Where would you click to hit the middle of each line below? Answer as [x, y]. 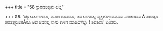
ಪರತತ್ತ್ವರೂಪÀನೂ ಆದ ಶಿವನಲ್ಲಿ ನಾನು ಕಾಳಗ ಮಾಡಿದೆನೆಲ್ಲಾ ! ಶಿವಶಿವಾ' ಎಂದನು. [62, 22]
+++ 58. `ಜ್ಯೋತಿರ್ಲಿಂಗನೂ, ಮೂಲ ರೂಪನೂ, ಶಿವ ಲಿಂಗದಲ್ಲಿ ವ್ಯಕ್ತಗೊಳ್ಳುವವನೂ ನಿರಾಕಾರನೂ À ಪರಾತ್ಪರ [81, 17]
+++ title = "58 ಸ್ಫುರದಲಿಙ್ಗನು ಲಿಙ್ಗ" [34, 7]
